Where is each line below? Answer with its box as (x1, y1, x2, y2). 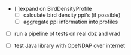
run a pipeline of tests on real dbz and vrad (14, 30, 121, 38)
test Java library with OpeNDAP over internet (14, 42, 125, 50)
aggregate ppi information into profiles (23, 18, 118, 26)
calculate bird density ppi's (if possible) (23, 11, 121, 19)
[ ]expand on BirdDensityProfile (14, 5, 92, 12)
